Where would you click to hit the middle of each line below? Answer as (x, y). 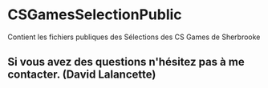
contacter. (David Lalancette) (82, 75)
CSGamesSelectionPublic (95, 15)
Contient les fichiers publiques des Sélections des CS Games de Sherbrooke (134, 37)
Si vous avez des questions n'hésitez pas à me (126, 62)
